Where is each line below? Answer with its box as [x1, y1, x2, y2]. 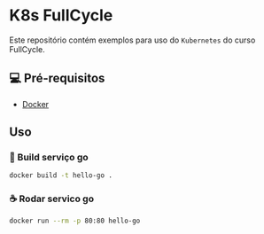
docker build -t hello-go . [9, 171, 113, 180]
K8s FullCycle [9, 5, 113, 26]
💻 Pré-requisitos [9, 71, 105, 86]
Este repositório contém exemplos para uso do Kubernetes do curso [9, 35, 256, 45]
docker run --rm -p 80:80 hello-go [9, 216, 141, 225]
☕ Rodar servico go [9, 192, 95, 205]
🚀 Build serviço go [9, 152, 89, 164]
